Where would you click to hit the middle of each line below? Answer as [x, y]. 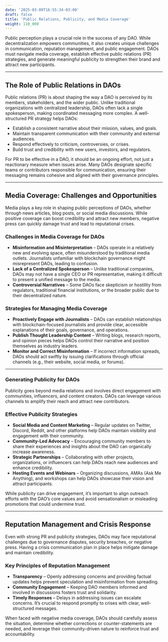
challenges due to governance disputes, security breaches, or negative [78, 542]
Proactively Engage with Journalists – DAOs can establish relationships [87, 319]
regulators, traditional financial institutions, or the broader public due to [85, 290]
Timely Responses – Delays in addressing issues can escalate [77, 598]
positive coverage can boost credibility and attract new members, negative [82, 218]
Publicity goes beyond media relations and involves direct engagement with [83, 390]
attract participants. [33, 484]
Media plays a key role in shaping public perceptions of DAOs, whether [78, 207]
